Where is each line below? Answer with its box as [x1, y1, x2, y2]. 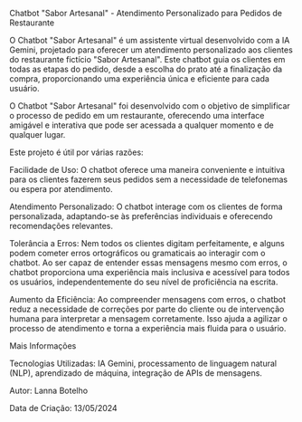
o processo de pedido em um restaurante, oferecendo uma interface [9, 110, 265, 120]
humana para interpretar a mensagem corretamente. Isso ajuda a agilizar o [9, 313, 288, 324]
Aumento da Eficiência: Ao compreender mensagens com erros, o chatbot [9, 294, 287, 304]
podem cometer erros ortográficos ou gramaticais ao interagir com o [9, 248, 266, 258]
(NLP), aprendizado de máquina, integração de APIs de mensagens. [9, 368, 262, 379]
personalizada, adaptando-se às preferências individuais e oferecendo [9, 211, 273, 221]
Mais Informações [9, 340, 77, 351]
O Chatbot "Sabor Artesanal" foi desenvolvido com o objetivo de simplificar [9, 101, 291, 111]
